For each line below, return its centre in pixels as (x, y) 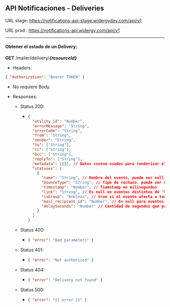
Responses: (25, 96)
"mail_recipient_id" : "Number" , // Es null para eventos (103, 201)
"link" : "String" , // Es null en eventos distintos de (100, 192)
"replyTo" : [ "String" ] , (57, 159)
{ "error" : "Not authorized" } (61, 260)
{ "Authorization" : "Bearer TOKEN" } (45, 77)
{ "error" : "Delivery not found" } (65, 280)
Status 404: (32, 270)
